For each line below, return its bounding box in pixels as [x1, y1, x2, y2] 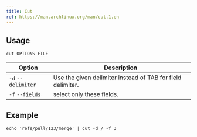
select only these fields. [53, 90, 119, 99]
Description [104, 64, 138, 72]
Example [6, 110, 39, 120]
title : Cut [6, 8, 33, 15]
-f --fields [9, 92, 41, 98]
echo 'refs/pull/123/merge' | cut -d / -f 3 [6, 126, 117, 132]
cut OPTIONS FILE [6, 51, 49, 57]
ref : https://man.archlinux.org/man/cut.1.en [6, 14, 119, 20]
